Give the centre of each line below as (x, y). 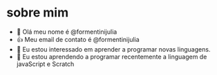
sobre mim (38, 13)
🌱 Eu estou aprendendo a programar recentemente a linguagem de (112, 56)
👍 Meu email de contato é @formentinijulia (78, 39)
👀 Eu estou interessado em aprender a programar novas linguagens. (113, 49)
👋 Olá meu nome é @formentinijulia (67, 32)
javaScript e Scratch (45, 64)
